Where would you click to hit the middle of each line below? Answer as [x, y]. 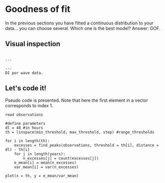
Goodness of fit [38, 9]
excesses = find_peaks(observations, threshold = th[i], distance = [86, 145]
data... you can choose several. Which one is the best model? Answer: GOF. [83, 28]
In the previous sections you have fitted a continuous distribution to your [79, 23]
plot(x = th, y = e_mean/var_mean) [42, 176]
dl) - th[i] [17, 150]
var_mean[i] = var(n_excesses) [46, 167]
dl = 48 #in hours [24, 128]
